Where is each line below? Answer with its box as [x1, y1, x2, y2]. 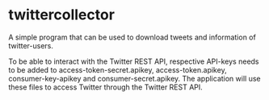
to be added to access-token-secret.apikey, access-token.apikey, [8, 65, 228, 74]
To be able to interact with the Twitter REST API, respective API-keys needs [8, 56, 260, 66]
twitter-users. [8, 40, 54, 50]
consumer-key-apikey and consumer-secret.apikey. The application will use [8, 73, 261, 83]
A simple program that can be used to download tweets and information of [8, 32, 256, 42]
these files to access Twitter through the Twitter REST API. [8, 82, 204, 92]
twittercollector [8, 6, 116, 24]
